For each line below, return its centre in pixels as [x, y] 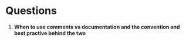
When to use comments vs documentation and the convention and [97, 27]
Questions [31, 11]
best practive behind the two [50, 33]
